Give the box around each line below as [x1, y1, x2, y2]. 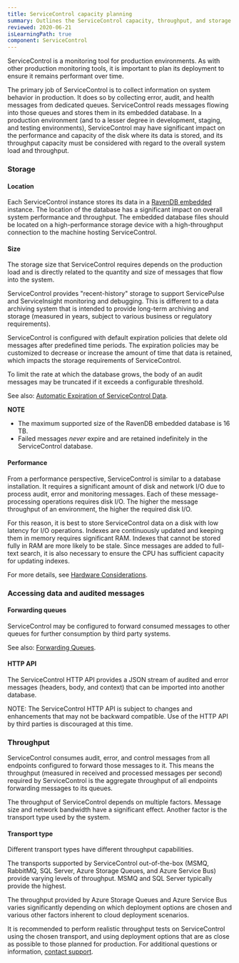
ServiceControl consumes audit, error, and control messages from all [7, 754, 210, 762]
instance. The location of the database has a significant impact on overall [7, 205, 223, 214]
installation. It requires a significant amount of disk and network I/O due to [7, 481, 225, 490]
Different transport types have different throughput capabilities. [7, 845, 194, 854]
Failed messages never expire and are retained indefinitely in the [17, 434, 208, 443]
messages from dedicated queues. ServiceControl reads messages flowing [7, 101, 229, 109]
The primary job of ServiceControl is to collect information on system [7, 86, 210, 94]
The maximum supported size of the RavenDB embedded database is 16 [17, 419, 230, 428]
